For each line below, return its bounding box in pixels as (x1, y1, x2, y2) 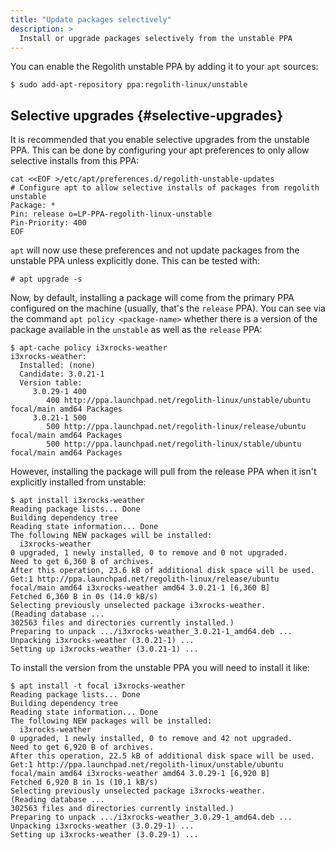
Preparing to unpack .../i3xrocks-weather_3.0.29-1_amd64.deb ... (10, 812, 293, 823)
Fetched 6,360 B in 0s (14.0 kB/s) (10, 592, 159, 602)
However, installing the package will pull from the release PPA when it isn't (10, 466, 317, 478)
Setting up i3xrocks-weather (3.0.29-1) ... (10, 830, 199, 840)
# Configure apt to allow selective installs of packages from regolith (10, 183, 320, 193)
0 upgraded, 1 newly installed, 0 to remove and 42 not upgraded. (10, 734, 293, 744)
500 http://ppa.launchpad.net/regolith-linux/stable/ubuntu (46, 439, 302, 450)
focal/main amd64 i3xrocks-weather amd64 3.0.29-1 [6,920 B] (10, 769, 271, 779)
